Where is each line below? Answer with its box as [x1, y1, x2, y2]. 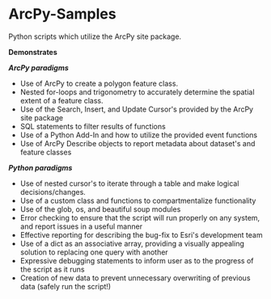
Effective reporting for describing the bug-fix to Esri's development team [19, 230, 263, 239]
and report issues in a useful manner [19, 221, 143, 231]
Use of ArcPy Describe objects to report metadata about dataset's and [19, 138, 256, 148]
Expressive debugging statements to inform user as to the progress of [19, 255, 254, 265]
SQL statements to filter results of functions [19, 121, 166, 131]
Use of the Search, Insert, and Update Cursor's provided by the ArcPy [19, 104, 253, 114]
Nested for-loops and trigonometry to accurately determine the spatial [19, 86, 255, 97]
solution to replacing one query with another [19, 247, 168, 257]
